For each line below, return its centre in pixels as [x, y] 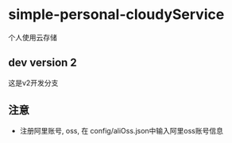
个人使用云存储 [33, 37]
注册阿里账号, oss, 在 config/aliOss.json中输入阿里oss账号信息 [122, 130]
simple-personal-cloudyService [116, 15]
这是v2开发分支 [33, 83]
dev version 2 [43, 63]
